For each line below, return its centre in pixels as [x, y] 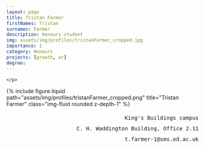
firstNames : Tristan [33, 23]
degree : [16, 63]
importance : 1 [24, 46]
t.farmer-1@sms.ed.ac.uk [162, 139]
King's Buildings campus [162, 118]
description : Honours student [45, 35]
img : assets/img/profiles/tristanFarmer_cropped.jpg [75, 40]
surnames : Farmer [28, 29]
